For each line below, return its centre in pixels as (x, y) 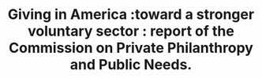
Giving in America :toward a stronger (131, 15)
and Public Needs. (131, 65)
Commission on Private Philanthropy (131, 48)
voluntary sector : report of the (131, 31)
